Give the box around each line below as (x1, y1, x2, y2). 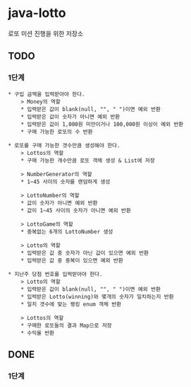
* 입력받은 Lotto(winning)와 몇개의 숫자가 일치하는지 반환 (20, 293, 174, 300)
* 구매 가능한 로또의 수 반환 (20, 128, 93, 135)
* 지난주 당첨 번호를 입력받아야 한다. (8, 270, 103, 277)
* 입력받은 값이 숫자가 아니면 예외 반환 (20, 113, 121, 120)
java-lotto (8, 5, 66, 21)
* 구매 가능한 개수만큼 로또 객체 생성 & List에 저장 (20, 157, 155, 164)
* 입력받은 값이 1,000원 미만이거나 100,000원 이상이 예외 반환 (20, 120, 184, 128)
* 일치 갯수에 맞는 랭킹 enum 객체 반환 (20, 301, 122, 308)
